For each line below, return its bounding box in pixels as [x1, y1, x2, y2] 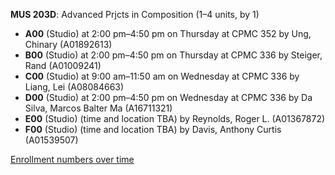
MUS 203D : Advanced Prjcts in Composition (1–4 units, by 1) [10, 9, 260, 20]
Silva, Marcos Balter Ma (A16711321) [24, 102, 173, 114]
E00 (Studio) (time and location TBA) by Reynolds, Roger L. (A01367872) [24, 113, 326, 124]
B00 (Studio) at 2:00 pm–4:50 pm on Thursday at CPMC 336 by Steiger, [24, 49, 323, 61]
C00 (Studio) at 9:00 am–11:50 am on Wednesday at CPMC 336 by [24, 70, 300, 82]
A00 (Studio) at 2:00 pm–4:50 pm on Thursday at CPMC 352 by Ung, [24, 28, 312, 39]
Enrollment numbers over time [10, 154, 135, 165]
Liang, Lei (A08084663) [24, 81, 125, 93]
